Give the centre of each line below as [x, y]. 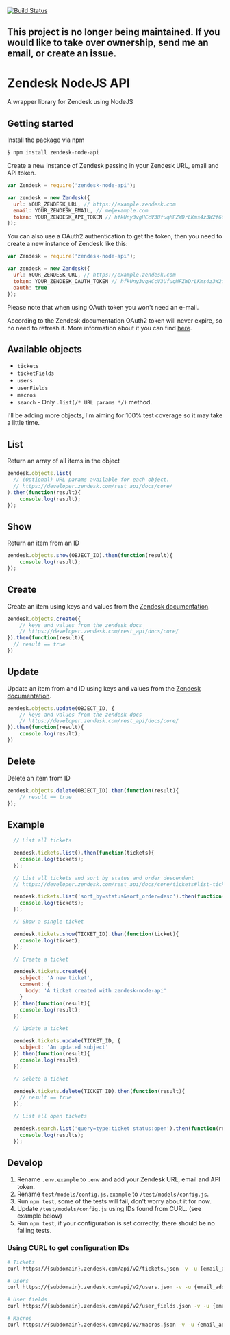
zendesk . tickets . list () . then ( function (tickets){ [84, 853]
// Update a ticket [41, 1029]
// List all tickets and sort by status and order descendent [104, 878]
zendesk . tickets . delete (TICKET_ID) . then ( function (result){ [99, 1091]
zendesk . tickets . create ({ [50, 972]
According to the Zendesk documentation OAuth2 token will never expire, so [115, 320]
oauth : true [30, 288]
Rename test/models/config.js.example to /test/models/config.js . [113, 1194]
